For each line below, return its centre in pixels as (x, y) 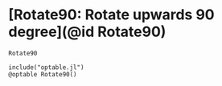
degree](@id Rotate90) (87, 32)
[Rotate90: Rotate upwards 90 (111, 15)
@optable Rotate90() (43, 74)
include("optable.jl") (46, 67)
